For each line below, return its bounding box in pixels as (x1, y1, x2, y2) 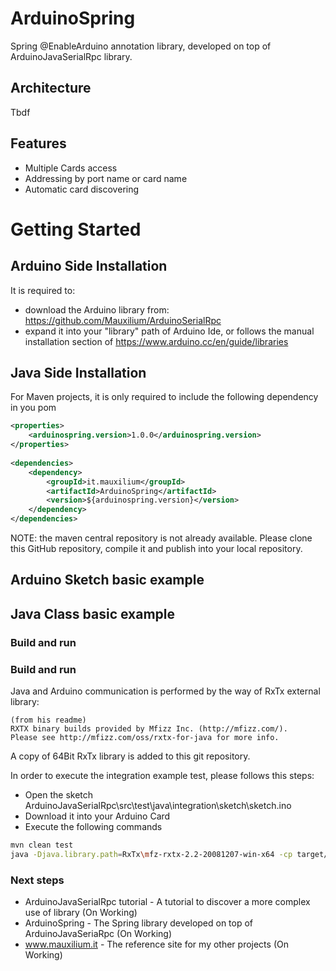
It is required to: (10, 284, 76, 296)
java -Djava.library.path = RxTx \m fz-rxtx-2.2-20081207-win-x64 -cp (10, 849, 293, 859)
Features (10, 135, 67, 152)
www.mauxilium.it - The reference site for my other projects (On (24, 938, 289, 951)
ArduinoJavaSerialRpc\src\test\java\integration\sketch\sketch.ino (24, 800, 292, 811)
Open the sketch (24, 789, 94, 801)
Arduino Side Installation (10, 258, 168, 275)
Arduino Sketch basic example (10, 572, 205, 589)
